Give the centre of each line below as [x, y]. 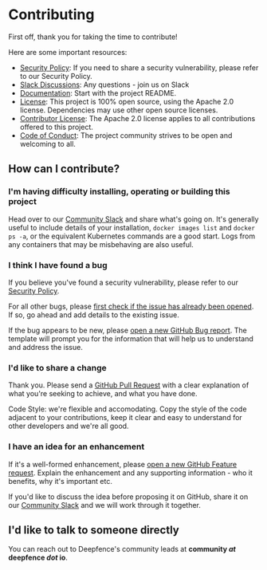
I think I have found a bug [58, 265]
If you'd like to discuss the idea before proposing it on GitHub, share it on [128, 497]
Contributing [51, 15]
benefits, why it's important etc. [61, 481]
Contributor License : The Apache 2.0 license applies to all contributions [137, 118]
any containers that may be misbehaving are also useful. [101, 244]
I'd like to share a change [58, 368]
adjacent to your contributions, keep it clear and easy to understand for [126, 418]
